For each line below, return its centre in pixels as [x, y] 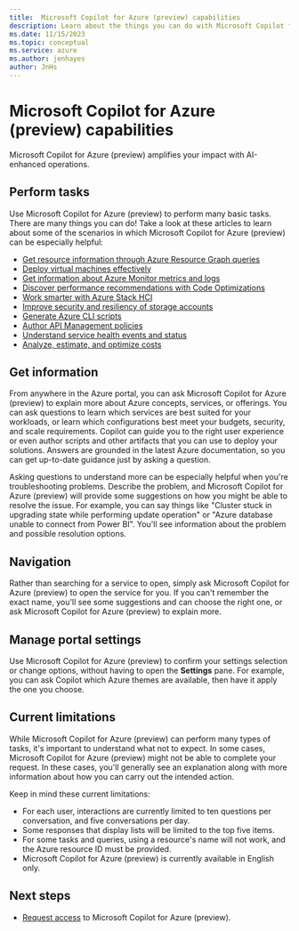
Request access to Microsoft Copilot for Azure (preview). [126, 917]
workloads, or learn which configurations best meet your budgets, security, [147, 422]
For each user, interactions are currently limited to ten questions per [146, 811]
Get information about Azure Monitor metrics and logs [121, 278]
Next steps [40, 896]
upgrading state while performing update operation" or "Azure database [141, 515]
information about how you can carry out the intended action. [122, 776]
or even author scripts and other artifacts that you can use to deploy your [144, 441]
